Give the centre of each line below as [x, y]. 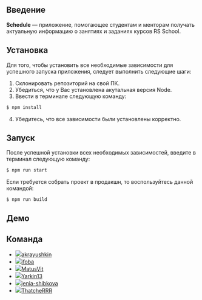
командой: [20, 189]
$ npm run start [27, 170]
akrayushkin [36, 254]
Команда [25, 239]
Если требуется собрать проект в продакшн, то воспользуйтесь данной [100, 182]
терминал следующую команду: [48, 159]
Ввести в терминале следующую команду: [71, 96]
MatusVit [32, 269]
